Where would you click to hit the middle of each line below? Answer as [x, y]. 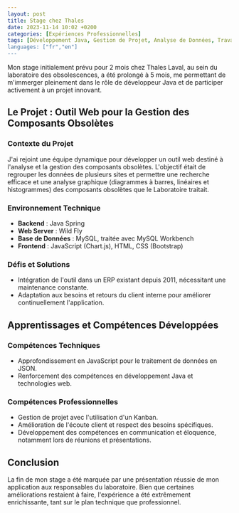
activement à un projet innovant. [54, 90]
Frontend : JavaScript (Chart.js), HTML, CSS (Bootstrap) [100, 245]
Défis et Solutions [39, 264]
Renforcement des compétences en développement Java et [105, 376]
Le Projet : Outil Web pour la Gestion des [99, 112]
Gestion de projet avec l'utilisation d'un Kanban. [88, 418]
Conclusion [33, 462]
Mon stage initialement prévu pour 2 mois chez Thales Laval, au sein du [113, 67]
